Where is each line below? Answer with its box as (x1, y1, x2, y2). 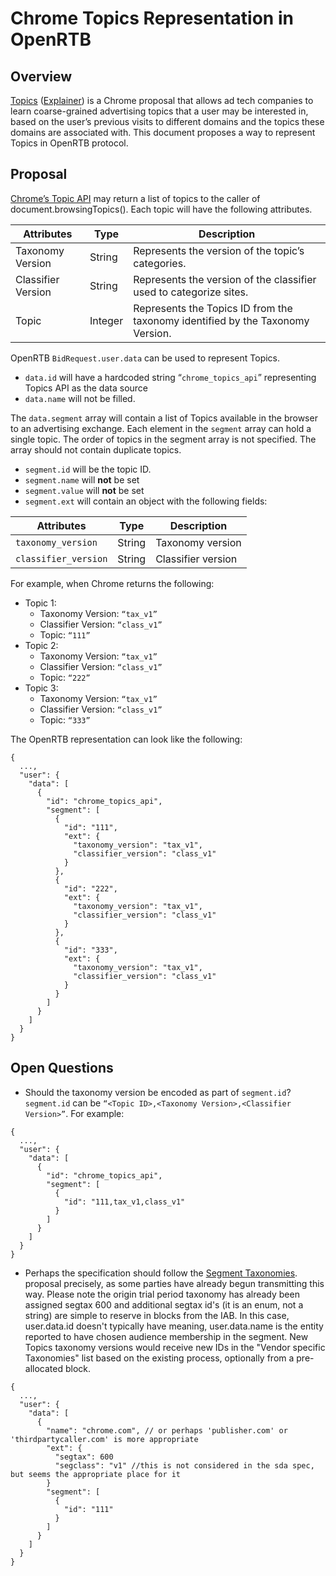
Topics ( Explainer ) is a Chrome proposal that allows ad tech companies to (10, 95, 314, 106)
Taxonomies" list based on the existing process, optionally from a (24, 1352, 295, 1364)
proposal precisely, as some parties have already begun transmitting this (24, 1277, 325, 1289)
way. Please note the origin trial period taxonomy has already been (24, 1288, 300, 1300)
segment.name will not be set (24, 473, 140, 486)
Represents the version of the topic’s (133, 243, 305, 257)
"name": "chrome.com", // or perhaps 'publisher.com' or (46, 1425, 288, 1436)
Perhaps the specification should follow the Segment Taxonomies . (24, 1267, 298, 1279)
